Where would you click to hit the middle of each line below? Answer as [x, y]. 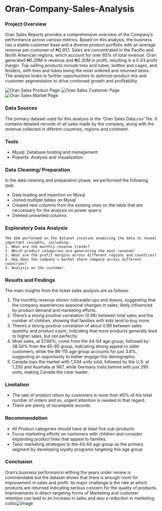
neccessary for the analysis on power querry [57, 210]
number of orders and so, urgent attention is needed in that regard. [79, 400]
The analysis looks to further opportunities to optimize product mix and [76, 76]
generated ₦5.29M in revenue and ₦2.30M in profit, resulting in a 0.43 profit [81, 60]
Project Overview [26, 24]
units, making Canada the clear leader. [50, 372]
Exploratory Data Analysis [36, 228]
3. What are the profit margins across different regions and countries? [81, 255]
